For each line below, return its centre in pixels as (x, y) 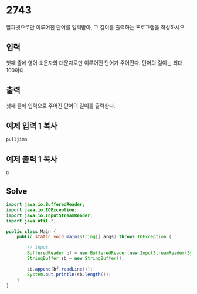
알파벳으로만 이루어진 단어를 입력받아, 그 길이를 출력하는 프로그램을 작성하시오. (96, 27)
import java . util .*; (31, 221)
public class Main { (31, 232)
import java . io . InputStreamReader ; (50, 215)
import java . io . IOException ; (42, 210)
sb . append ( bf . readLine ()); (60, 269)
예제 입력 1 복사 (32, 126)
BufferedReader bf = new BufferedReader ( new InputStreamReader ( (107, 253)
